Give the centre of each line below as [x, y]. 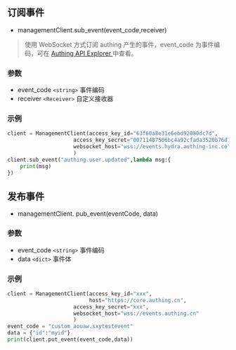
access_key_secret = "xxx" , [111, 307]
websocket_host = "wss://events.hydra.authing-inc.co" [152, 147]
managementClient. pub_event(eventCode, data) [88, 214]
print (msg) [36, 166]
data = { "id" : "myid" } [39, 333]
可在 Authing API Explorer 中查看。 [87, 53]
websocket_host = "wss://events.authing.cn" [136, 313]
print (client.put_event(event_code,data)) [70, 339]
